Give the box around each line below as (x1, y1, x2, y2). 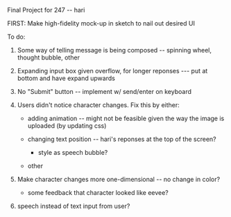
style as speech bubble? (37, 149, 108, 156)
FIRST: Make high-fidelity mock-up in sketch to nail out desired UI (7, 19, 196, 27)
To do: (7, 32, 26, 41)
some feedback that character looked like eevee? (27, 189, 169, 196)
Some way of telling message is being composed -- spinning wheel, (17, 46, 212, 54)
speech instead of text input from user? (17, 202, 130, 210)
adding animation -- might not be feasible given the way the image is (27, 114, 225, 122)
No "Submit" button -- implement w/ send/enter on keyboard (17, 88, 192, 95)
